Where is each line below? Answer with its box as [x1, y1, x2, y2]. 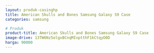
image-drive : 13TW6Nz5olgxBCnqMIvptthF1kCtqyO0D [5, 35, 110, 40]
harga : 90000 [5, 40, 33, 45]
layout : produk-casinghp [5, 7, 58, 13]
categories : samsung [5, 17, 49, 22]
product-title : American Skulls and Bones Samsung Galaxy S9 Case [5, 31, 149, 36]
